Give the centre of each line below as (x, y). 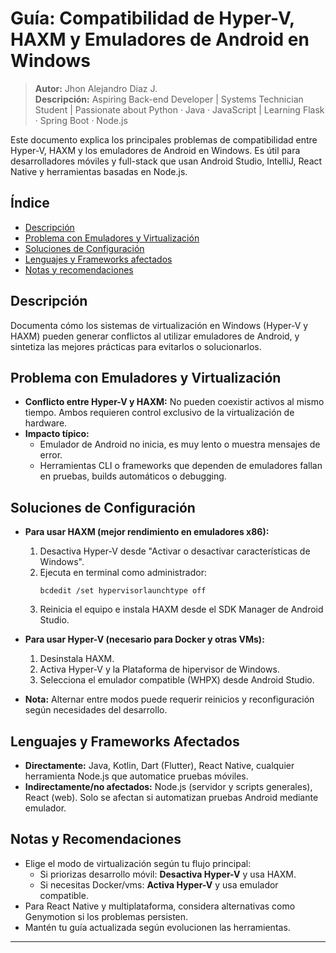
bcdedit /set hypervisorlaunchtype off (123, 591)
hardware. (46, 423)
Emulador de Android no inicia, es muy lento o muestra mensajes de (180, 444)
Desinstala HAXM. (77, 659)
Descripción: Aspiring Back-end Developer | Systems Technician (169, 99)
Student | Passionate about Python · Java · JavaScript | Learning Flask (179, 109)
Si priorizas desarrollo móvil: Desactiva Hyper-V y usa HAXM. (168, 874)
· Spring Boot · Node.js (81, 120)
